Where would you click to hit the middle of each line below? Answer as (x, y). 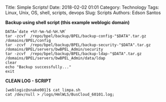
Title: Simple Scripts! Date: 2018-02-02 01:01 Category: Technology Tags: (82, 7)
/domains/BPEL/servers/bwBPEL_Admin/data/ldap (55, 58)
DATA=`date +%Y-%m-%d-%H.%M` (36, 32)
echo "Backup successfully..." (38, 67)
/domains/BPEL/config (28, 40)
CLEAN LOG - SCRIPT (28, 81)
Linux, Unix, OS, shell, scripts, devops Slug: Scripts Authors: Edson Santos (83, 13)
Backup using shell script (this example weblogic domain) (68, 22)
